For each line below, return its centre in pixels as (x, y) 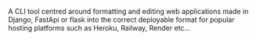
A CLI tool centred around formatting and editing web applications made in (128, 11)
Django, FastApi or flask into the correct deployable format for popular (121, 20)
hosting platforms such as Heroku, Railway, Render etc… (99, 28)
